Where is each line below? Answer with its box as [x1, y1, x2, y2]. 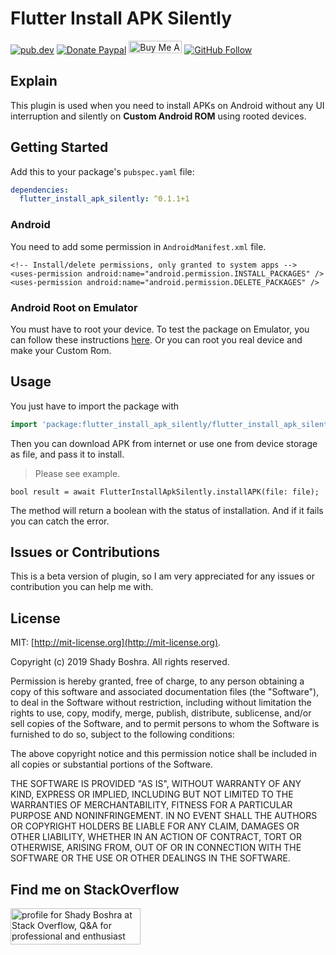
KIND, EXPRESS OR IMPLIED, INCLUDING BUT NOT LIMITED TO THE [10, 788, 294, 801]
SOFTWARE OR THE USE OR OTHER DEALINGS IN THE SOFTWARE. [10, 852, 291, 864]
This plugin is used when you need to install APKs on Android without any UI [10, 99, 325, 111]
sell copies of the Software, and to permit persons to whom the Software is [10, 718, 320, 730]
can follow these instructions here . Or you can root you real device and [10, 333, 303, 346]
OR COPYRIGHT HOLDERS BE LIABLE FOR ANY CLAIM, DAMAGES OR [10, 820, 300, 832]
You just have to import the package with [10, 400, 180, 412]
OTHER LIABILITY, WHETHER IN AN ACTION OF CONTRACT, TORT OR [10, 831, 302, 843]
